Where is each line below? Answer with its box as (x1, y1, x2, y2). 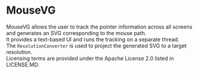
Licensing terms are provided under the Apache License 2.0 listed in (6, 55, 174, 62)
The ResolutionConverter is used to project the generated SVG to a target (6, 42, 187, 49)
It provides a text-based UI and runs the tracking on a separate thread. (6, 36, 180, 43)
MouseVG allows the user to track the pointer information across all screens (6, 23, 193, 30)
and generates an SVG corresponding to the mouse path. (6, 29, 147, 36)
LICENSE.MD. (6, 61, 40, 68)
